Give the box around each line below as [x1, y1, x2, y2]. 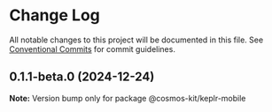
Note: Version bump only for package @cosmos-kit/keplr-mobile [9, 93, 246, 103]
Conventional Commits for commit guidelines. [9, 43, 175, 54]
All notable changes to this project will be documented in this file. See [9, 34, 264, 45]
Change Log [9, 5, 100, 26]
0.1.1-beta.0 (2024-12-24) [9, 70, 155, 85]
